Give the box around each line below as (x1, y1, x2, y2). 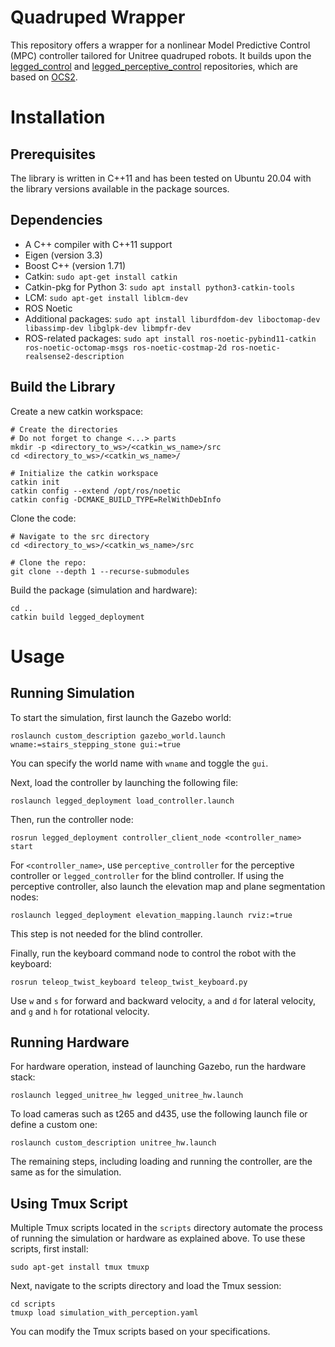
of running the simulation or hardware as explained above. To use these (10, 1232, 306, 1245)
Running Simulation (10, 685, 135, 702)
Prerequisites (10, 146, 96, 163)
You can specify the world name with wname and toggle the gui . (10, 757, 269, 769)
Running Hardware (10, 1034, 130, 1051)
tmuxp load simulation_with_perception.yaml (10, 1308, 199, 1318)
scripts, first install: (10, 1243, 89, 1255)
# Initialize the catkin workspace (10, 468, 159, 478)
